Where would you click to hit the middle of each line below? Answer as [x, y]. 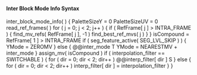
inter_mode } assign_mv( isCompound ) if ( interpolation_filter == [86, 53]
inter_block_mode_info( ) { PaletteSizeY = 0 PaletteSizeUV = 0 [82, 21]
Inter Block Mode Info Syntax [43, 8]
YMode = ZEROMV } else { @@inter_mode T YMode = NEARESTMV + [92, 47]
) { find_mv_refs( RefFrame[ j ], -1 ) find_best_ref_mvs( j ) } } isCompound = [98, 34]
